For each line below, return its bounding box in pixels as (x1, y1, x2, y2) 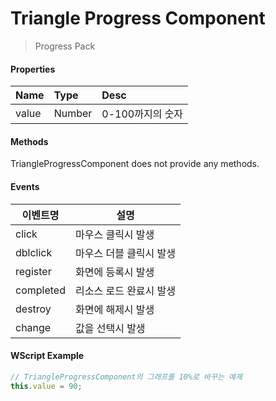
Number (53, 107, 93, 121)
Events (10, 180, 40, 192)
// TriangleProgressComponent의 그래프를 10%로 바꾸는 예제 (10, 372, 243, 382)
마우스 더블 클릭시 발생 (74, 246, 177, 260)
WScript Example (10, 350, 85, 362)
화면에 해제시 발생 (74, 302, 155, 316)
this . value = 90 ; (10, 381, 83, 391)
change (15, 320, 52, 334)
